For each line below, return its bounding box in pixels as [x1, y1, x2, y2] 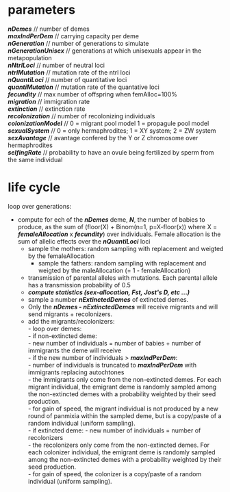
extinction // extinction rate [8, 105, 86, 113]
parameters [8, 2, 76, 18]
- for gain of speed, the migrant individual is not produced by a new [27, 404, 218, 413]
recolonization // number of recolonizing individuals [8, 112, 155, 120]
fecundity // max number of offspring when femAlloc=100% [8, 90, 177, 98]
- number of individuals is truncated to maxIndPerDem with [27, 361, 197, 369]
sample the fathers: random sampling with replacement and [38, 259, 207, 267]
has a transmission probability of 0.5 [27, 281, 131, 289]
